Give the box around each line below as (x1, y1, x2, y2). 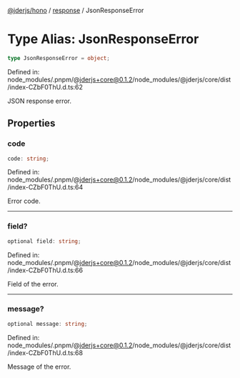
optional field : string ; (7, 237, 81, 245)
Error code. (7, 197, 41, 206)
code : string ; (7, 155, 50, 162)
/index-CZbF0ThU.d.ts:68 (7, 348, 84, 357)
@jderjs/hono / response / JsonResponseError (7, 6, 144, 14)
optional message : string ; (7, 320, 88, 327)
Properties (7, 117, 56, 129)
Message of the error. (7, 362, 71, 371)
